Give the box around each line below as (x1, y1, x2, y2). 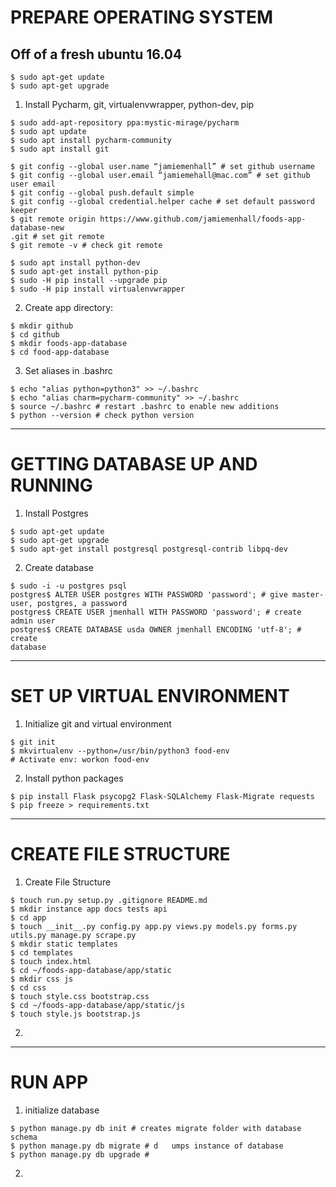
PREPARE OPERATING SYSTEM (10, 6, 274, 29)
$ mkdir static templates (10, 939, 118, 949)
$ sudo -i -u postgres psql (10, 581, 128, 591)
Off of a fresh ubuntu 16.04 (10, 46, 183, 63)
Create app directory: (24, 302, 114, 313)
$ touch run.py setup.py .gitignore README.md (10, 895, 208, 905)
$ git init (10, 737, 56, 747)
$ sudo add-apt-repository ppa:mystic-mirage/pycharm (10, 118, 240, 128)
